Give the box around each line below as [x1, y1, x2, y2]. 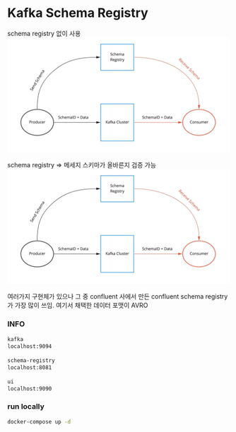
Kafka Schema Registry [7, 5, 148, 21]
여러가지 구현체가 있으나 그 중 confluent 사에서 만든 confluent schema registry [7, 292, 228, 301]
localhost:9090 [7, 385, 52, 392]
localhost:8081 [7, 364, 52, 371]
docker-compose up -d [7, 419, 71, 426]
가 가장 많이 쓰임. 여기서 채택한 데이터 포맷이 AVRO [7, 301, 148, 309]
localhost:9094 [7, 342, 52, 350]
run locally [7, 401, 45, 411]
